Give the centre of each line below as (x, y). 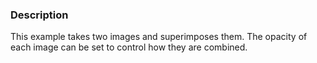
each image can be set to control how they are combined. (129, 47)
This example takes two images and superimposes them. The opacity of (159, 37)
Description (39, 15)
